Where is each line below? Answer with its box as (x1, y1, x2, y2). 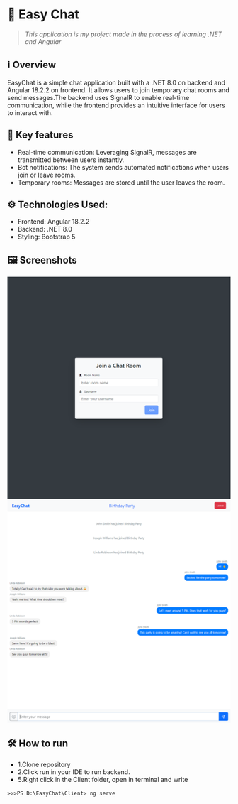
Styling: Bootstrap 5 (17, 232, 76, 241)
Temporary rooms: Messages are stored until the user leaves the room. (17, 178, 225, 187)
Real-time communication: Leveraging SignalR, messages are (17, 148, 197, 156)
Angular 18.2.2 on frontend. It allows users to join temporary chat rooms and (7, 85, 229, 94)
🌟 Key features (7, 129, 74, 141)
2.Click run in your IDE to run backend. (17, 767, 130, 776)
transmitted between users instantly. (17, 156, 125, 164)
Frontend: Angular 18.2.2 (17, 217, 90, 226)
